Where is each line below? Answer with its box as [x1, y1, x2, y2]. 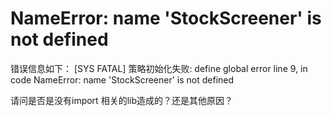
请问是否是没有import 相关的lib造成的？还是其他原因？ [10, 94, 233, 106]
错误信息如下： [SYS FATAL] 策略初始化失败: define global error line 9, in [10, 62, 308, 74]
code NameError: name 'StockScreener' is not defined [10, 73, 235, 86]
